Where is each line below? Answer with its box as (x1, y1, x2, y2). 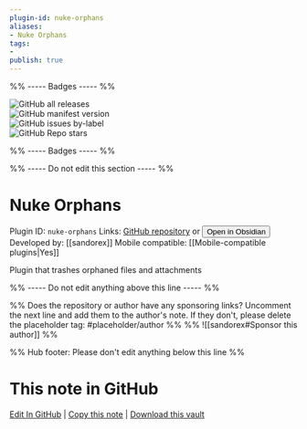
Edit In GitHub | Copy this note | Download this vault (9, 408, 206, 420)
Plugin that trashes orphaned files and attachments (9, 264, 203, 275)
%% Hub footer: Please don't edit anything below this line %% (9, 346, 245, 357)
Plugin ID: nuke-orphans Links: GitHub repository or (9, 225, 201, 236)
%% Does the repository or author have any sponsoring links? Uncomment (9, 299, 291, 310)
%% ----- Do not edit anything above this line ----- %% (9, 282, 220, 293)
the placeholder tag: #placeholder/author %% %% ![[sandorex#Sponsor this (9, 319, 298, 330)
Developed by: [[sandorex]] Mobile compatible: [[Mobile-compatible (9, 236, 267, 247)
